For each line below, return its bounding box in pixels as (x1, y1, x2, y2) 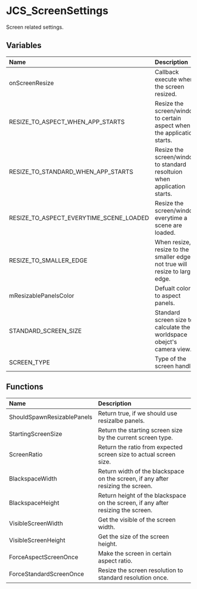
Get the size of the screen (98, 532, 169, 540)
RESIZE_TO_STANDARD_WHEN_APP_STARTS (9, 167, 134, 175)
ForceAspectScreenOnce (9, 553, 79, 561)
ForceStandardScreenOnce (9, 570, 84, 578)
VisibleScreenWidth (9, 519, 63, 527)
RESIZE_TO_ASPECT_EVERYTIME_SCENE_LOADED (9, 214, 150, 222)
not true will (154, 260, 188, 268)
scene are (154, 221, 182, 229)
